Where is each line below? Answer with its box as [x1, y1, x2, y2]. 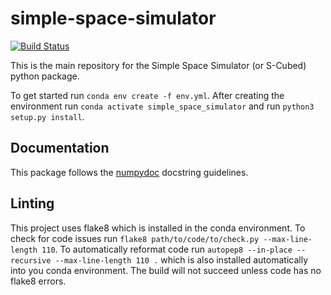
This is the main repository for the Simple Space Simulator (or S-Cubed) [10, 59, 307, 71]
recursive [10, 255, 52, 266]
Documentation [10, 140, 110, 157]
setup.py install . [10, 110, 85, 122]
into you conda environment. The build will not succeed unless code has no [10, 264, 322, 276]
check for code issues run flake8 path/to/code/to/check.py [10, 232, 260, 244]
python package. [10, 70, 80, 82]
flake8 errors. [10, 275, 67, 287]
